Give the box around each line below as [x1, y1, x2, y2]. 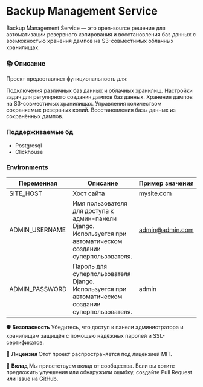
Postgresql [14, 141, 42, 149]
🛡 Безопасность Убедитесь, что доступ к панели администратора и [6, 323, 184, 331]
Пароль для [72, 262, 108, 271]
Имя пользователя [72, 199, 128, 207]
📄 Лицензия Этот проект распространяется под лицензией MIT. [6, 350, 172, 357]
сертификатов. [6, 338, 44, 346]
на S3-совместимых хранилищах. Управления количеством [6, 100, 162, 107]
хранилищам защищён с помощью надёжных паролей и [6, 332, 152, 339]
